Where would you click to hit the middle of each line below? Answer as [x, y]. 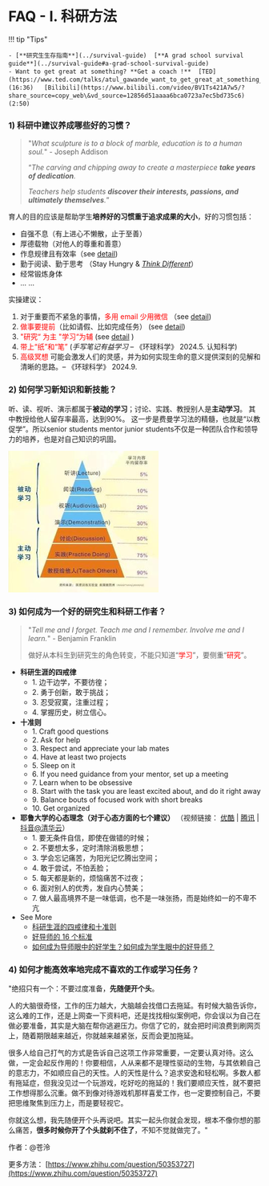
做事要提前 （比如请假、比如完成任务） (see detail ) [102, 327]
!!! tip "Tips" [28, 39]
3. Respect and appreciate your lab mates [100, 748]
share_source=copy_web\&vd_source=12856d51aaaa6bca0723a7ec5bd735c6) [127, 96]
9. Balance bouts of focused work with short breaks [117, 800]
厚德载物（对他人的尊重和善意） [72, 244]
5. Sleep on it [54, 765]
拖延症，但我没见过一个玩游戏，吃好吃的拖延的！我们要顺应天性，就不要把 [138, 1083]
